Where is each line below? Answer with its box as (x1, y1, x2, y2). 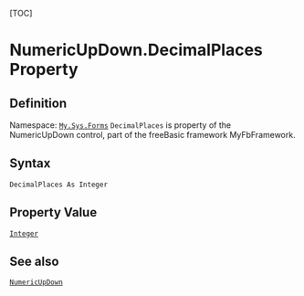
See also (9, 254, 59, 270)
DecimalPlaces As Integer (9, 180, 108, 189)
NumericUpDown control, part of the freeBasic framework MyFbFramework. (9, 130, 296, 140)
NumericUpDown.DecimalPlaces (9, 40, 263, 60)
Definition (9, 95, 67, 111)
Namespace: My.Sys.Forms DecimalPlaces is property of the (9, 120, 231, 131)
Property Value (9, 205, 98, 220)
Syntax (9, 155, 51, 172)
